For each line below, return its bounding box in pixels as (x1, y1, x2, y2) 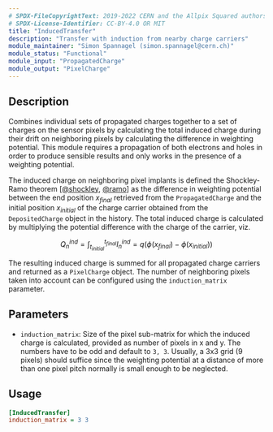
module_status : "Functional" (8, 50, 107, 58)
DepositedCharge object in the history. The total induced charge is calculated (8, 214, 264, 223)
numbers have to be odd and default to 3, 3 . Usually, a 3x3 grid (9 (19, 346, 243, 356)
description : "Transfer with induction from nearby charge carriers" (8, 34, 249, 43)
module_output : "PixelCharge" (8, 65, 111, 73)
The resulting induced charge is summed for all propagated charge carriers (8, 257, 261, 268)
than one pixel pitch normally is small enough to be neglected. (19, 363, 228, 374)
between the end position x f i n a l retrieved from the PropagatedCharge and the (8, 192, 262, 204)
